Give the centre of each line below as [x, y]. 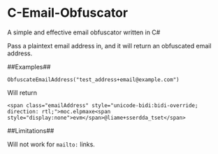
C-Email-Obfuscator [67, 13]
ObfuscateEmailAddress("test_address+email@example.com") [93, 79]
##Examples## [29, 66]
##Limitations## [31, 130]
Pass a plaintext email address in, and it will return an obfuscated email [109, 45]
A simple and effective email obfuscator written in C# [84, 32]
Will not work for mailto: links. [51, 144]
